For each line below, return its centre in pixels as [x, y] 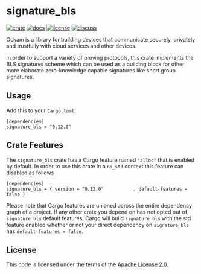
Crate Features [35, 145]
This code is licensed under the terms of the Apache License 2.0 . [88, 264]
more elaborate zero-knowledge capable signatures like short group [91, 70]
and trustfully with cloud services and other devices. [72, 46]
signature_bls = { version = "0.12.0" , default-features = [97, 189]
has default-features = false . [45, 231]
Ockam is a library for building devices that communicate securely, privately [101, 39]
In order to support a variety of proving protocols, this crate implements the [100, 57]
